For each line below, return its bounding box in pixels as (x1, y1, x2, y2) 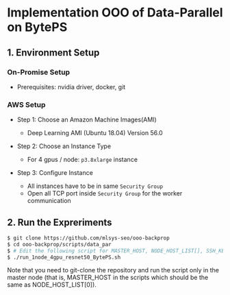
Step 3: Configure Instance (16, 169, 94, 177)
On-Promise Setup (7, 67, 71, 77)
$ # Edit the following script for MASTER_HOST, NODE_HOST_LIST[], (7, 247, 204, 255)
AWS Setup (7, 99, 46, 109)
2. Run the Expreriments (7, 216, 112, 228)
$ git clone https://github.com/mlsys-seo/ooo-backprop (7, 235, 170, 241)
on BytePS (7, 19, 68, 35)
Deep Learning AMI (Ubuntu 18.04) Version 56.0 (27, 129, 163, 137)
